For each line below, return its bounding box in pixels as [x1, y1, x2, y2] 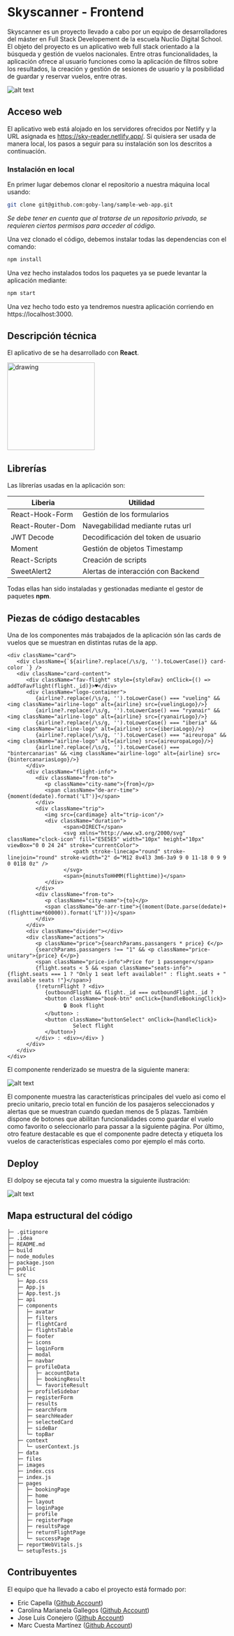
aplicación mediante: [7, 276, 68, 284]
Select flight [73, 1022, 114, 1030]
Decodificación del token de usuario [82, 532, 201, 542]
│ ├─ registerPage [16, 1516, 73, 1524]
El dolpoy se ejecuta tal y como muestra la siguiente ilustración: [7, 1176, 191, 1184]
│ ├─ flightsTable [16, 1326, 73, 1333]
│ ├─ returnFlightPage [16, 1529, 86, 1536]
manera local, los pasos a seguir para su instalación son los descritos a [7, 139, 212, 148]
